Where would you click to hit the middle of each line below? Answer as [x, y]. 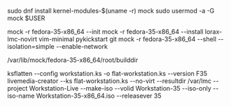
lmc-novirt [22, 39]
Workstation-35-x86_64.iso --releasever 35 [99, 96]
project [17, 88]
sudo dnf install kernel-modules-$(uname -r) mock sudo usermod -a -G [111, 11]
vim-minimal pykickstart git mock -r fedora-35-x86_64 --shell [127, 39]
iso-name [21, 96]
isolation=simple [31, 46]
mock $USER [26, 18]
